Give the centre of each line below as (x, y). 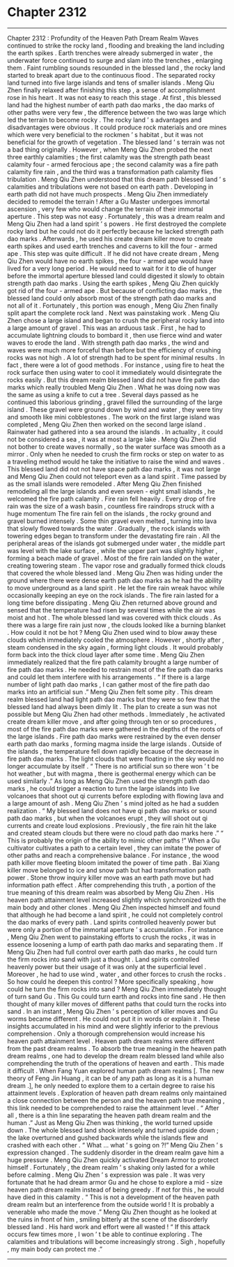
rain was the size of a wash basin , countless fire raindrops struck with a (111, 506)
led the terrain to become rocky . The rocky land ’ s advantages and (104, 120)
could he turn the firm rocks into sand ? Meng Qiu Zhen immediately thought (117, 989)
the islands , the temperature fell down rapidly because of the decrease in (113, 751)
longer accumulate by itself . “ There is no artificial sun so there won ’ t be (113, 766)
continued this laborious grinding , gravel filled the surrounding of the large (115, 402)
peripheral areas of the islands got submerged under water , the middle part (116, 543)
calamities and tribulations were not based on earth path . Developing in (110, 187)
